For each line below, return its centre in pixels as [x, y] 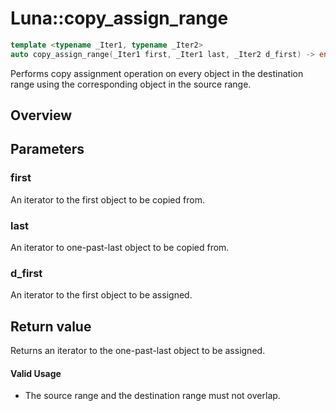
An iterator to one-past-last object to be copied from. [120, 248]
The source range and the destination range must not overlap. [152, 396]
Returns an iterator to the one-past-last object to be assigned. [138, 351]
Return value [51, 326]
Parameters [47, 149]
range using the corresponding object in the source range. [131, 84]
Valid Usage [36, 373]
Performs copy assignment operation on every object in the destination [157, 73]
